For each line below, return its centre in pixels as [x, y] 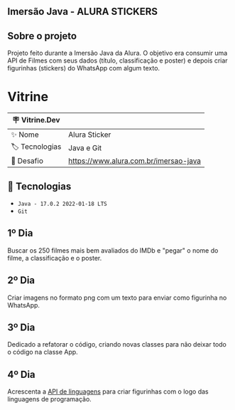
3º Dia [21, 327]
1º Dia [20, 233]
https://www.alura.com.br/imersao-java [135, 161]
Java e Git [85, 147]
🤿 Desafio [27, 161]
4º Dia [21, 374]
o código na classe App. [43, 352]
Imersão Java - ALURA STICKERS [83, 12]
